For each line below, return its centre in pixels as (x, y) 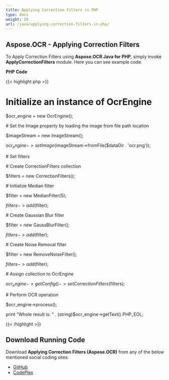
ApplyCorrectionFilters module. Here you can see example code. (74, 62)
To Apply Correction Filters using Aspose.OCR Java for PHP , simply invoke (84, 57)
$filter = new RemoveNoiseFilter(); (41, 254)
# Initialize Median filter (30, 185)
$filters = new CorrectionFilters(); (40, 176)
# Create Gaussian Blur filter (35, 215)
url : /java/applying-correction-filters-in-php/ (58, 24)
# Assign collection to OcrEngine (40, 274)
